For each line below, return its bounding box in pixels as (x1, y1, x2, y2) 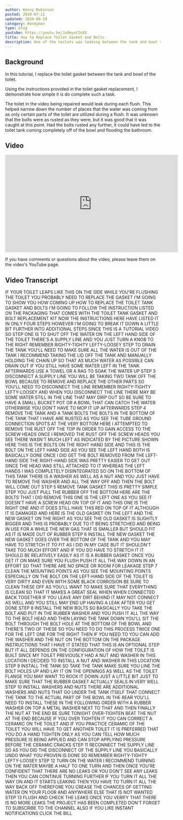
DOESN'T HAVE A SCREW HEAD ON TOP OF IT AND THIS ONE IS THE (5, 500, 148, 506)
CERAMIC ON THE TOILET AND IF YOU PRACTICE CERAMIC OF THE (5, 721, 145, 727)
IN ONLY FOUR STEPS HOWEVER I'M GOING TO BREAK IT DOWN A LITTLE (5, 321, 159, 327)
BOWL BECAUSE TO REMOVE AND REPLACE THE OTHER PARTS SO (5, 379, 145, 384)
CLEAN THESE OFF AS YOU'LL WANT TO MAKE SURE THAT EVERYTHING (5, 584, 157, 590)
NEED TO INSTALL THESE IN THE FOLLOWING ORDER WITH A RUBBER (5, 700, 151, 706)
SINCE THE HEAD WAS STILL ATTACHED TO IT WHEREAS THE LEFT (5, 463, 145, 469)
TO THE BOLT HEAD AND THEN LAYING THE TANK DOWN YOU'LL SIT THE (5, 615, 159, 622)
